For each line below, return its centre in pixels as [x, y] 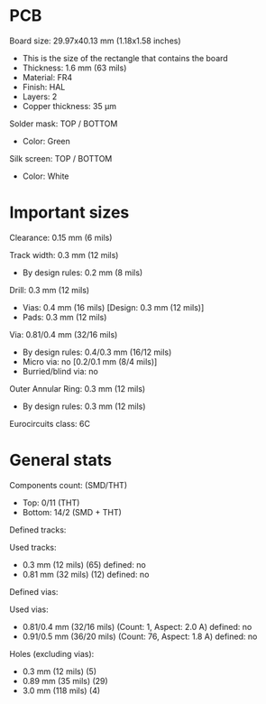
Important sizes [69, 213]
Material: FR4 [47, 77]
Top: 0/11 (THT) [51, 503]
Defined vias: [34, 591]
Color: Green [46, 141]
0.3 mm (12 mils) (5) [60, 671]
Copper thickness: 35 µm [69, 106]
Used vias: [29, 609]
